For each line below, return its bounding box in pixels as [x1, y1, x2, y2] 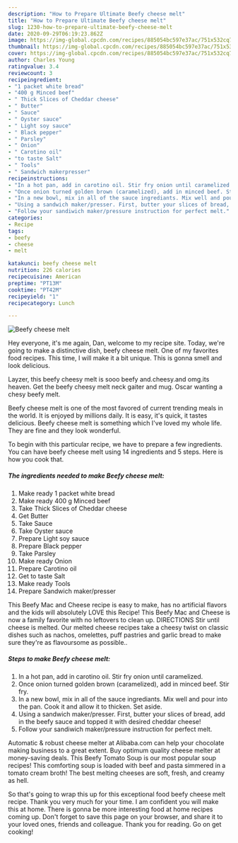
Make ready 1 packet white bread [18, 489, 115, 498]
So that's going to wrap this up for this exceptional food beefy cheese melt [8, 790, 225, 798]
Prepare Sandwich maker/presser [18, 587, 116, 595]
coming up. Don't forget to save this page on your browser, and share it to [8, 813, 223, 821]
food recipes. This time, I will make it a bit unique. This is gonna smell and [8, 354, 222, 362]
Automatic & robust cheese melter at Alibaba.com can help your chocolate [8, 739, 225, 747]
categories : [8, 214, 43, 222]
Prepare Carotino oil [18, 564, 77, 573]
